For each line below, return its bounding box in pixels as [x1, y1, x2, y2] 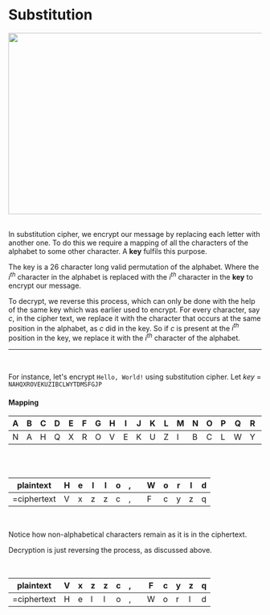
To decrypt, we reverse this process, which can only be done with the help [8, 296, 256, 305]
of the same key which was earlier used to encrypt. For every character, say [8, 305, 260, 314]
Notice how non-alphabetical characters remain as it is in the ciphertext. [8, 530, 247, 539]
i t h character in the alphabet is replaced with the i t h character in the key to [8, 270, 253, 281]
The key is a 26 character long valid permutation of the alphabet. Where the [8, 262, 260, 272]
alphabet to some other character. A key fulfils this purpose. [8, 246, 207, 256]
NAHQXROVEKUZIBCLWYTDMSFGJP [8, 380, 103, 389]
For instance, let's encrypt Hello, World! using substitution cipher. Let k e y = [8, 372, 262, 381]
